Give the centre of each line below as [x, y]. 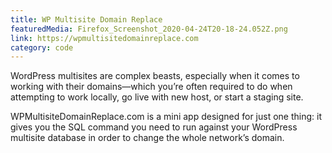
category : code [42, 47]
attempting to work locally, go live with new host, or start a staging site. [157, 97]
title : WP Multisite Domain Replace [86, 19]
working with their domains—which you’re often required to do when [151, 87]
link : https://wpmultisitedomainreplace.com [104, 38]
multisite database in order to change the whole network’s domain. [147, 138]
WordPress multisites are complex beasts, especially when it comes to [155, 76]
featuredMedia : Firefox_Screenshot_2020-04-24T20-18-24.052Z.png [149, 29]
